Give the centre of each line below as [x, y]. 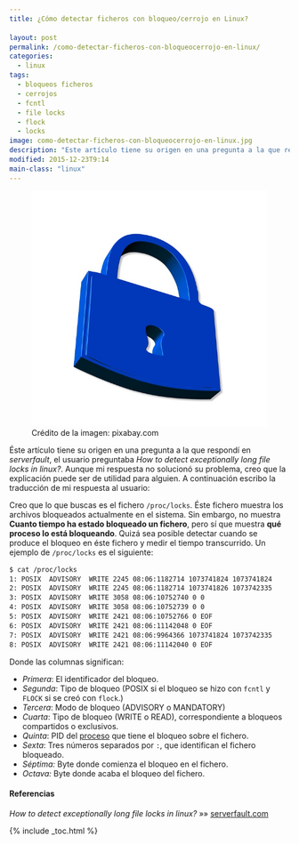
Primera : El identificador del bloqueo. [90, 679]
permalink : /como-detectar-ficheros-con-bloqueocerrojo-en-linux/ [135, 47]
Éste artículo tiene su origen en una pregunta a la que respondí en [130, 450]
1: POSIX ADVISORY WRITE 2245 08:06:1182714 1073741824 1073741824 [141, 579]
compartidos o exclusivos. [70, 726]
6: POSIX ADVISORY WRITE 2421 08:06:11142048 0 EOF [111, 626]
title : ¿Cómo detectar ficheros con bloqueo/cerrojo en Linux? [129, 19]
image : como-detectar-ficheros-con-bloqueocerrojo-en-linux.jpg [131, 141]
